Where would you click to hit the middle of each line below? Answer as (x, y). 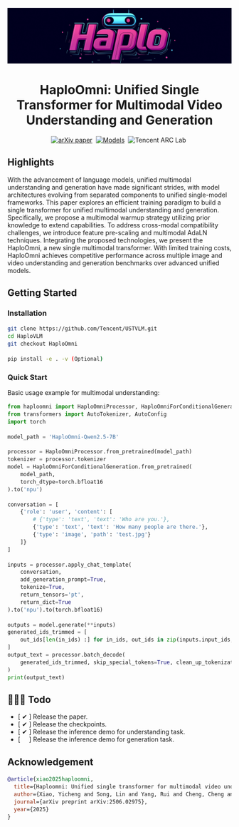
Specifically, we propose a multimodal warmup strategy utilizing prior (109, 217)
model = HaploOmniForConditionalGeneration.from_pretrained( (100, 467)
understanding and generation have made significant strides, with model (114, 187)
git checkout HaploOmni (43, 344)
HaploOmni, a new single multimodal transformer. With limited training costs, (119, 247)
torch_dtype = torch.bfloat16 (62, 482)
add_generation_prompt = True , (63, 580)
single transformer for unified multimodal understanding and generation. (113, 210)
